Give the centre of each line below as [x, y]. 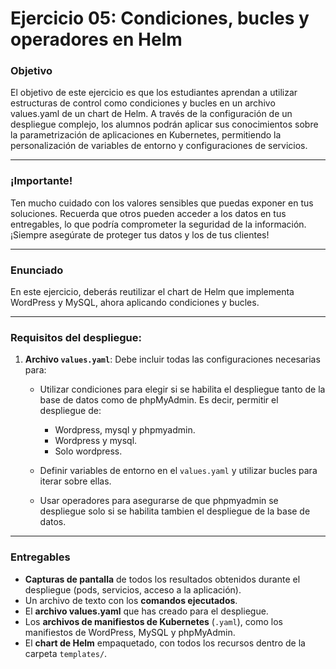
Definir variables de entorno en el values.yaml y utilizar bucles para [178, 471]
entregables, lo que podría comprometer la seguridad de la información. [158, 224]
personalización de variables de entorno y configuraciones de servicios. [159, 146]
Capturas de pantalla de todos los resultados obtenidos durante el [162, 579]
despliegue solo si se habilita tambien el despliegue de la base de [175, 511]
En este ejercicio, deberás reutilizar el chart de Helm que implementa [152, 292]
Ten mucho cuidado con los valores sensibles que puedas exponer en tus [162, 203]
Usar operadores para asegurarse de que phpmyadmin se [159, 501]
